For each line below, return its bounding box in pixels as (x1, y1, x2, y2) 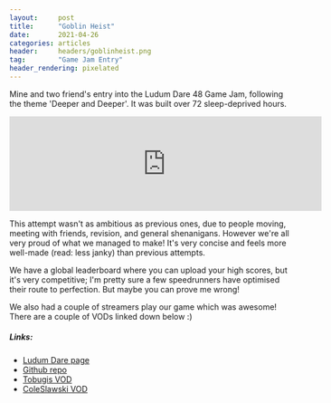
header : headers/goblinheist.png (9, 47, 152, 56)
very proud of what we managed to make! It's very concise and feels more (9, 237, 287, 248)
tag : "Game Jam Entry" (9, 55, 124, 64)
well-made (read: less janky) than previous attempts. (9, 246, 206, 258)
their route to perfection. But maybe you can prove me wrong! (9, 283, 240, 294)
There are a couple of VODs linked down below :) (9, 311, 193, 321)
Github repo (22, 364, 68, 375)
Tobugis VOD (22, 373, 72, 385)
